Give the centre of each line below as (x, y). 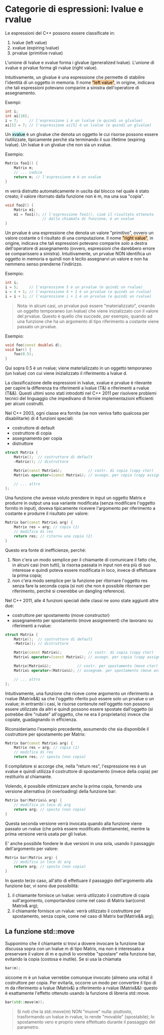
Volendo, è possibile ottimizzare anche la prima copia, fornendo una (73, 786)
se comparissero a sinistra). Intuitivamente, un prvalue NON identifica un (78, 254)
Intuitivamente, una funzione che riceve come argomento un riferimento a (79, 693)
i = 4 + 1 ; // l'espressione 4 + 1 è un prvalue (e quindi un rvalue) (78, 292)
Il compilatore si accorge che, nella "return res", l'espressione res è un (76, 766)
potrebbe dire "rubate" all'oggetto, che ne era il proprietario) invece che (77, 714)
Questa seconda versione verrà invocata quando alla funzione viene (74, 823)
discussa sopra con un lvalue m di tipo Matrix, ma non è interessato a (75, 949)
